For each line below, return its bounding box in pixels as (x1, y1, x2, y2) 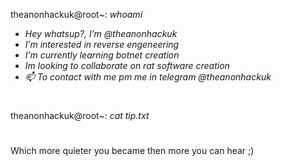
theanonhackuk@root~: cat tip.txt (10, 110, 150, 122)
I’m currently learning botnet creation (24, 49, 180, 61)
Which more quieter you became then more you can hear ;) (10, 145, 255, 157)
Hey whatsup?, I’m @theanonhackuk (24, 28, 178, 39)
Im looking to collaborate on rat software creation (24, 60, 230, 71)
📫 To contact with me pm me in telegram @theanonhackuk (24, 71, 272, 83)
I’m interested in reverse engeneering (24, 39, 180, 50)
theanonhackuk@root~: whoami (10, 9, 143, 20)
